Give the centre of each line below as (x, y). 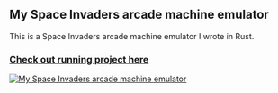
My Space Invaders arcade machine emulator (139, 15)
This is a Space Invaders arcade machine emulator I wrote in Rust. (132, 36)
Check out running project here (79, 59)
